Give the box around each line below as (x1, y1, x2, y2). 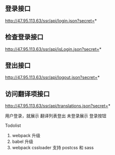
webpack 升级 (12, 133, 40, 139)
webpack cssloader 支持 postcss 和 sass (12, 145, 94, 151)
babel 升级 (12, 139, 33, 144)
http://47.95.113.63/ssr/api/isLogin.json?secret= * (5, 46, 102, 52)
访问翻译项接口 (5, 90, 50, 98)
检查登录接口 (5, 33, 44, 41)
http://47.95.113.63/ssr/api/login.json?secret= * (5, 17, 97, 23)
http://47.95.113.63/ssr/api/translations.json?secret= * (5, 103, 111, 109)
